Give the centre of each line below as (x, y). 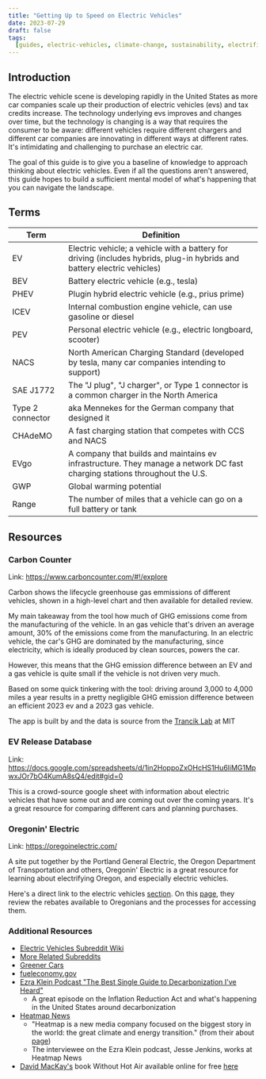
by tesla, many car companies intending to (147, 362)
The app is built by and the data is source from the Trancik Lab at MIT (122, 721)
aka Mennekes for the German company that (151, 408)
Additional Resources (50, 931)
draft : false (30, 30)
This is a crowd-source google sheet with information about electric (119, 791)
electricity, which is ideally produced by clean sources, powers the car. (124, 650)
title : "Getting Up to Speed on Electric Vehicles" (95, 15)
